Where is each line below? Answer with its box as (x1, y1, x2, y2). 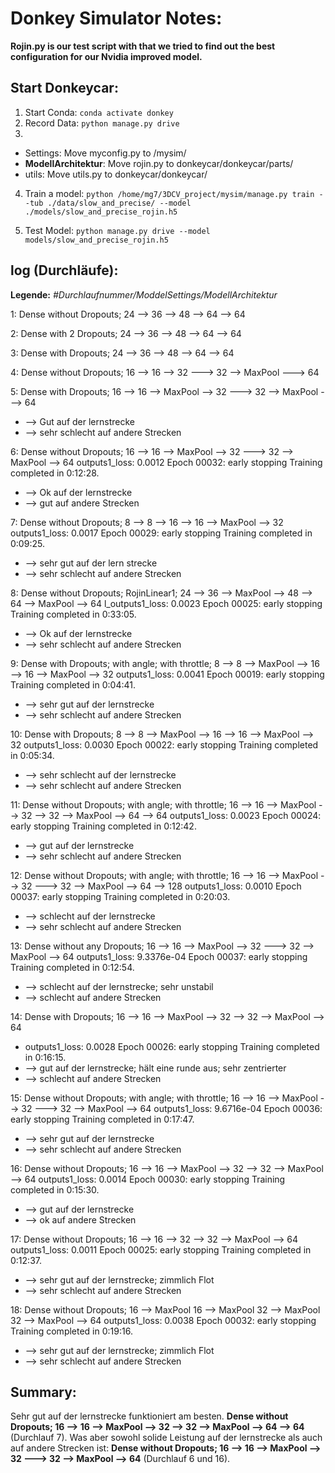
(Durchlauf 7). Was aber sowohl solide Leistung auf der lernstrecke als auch (10, 1432, 323, 1444)
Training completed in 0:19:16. (10, 1325, 133, 1337)
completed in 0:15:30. (10, 1183, 100, 1196)
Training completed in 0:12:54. (10, 961, 135, 973)
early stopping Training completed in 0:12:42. (10, 820, 197, 832)
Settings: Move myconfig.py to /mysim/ (24, 147, 187, 159)
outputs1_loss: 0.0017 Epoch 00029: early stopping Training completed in (10, 527, 313, 539)
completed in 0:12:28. (10, 467, 100, 479)
